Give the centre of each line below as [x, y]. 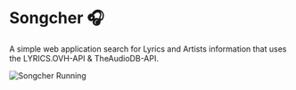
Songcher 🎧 [57, 18]
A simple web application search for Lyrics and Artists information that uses [148, 49]
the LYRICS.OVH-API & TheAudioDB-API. [84, 58]
